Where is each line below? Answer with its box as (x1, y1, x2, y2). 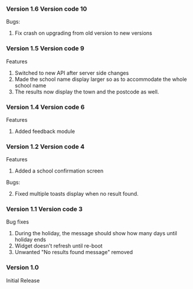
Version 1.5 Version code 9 (6, 44, 84, 53)
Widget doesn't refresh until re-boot (14, 242, 103, 249)
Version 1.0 (6, 264, 40, 272)
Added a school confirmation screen (14, 167, 104, 174)
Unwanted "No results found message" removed (14, 249, 133, 256)
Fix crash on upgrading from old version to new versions (14, 30, 152, 37)
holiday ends (14, 236, 46, 243)
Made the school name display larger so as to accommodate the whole (14, 76, 187, 83)
